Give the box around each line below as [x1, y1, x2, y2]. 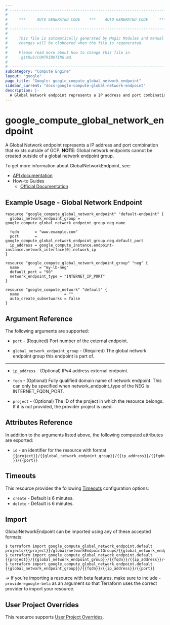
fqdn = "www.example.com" [10, 229, 78, 234]
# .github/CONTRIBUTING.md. [5, 54, 73, 60]
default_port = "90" [10, 270, 53, 275]
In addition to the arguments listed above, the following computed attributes [5, 432, 163, 438]
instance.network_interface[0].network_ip [5, 247, 96, 252]
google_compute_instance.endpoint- [39, 243, 114, 248]
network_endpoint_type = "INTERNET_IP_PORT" [10, 274, 105, 279]
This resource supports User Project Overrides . [5, 614, 104, 620]
